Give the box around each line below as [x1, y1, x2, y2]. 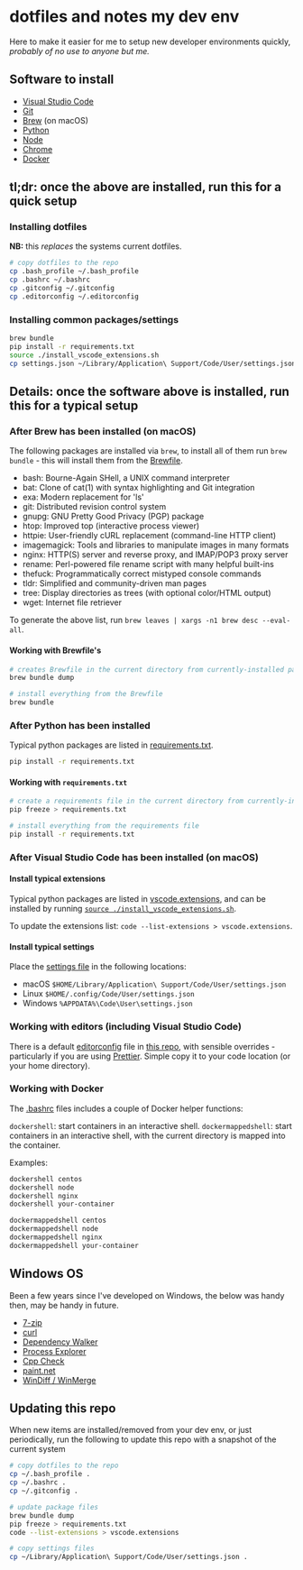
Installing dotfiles [9, 221, 87, 234]
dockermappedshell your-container [9, 1241, 140, 1250]
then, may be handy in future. [9, 1299, 119, 1310]
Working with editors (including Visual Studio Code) [9, 1021, 242, 1033]
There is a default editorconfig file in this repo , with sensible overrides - [9, 1041, 276, 1051]
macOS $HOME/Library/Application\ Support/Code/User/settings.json [22, 978, 287, 989]
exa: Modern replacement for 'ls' [22, 491, 144, 502]
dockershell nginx [9, 1191, 78, 1200]
